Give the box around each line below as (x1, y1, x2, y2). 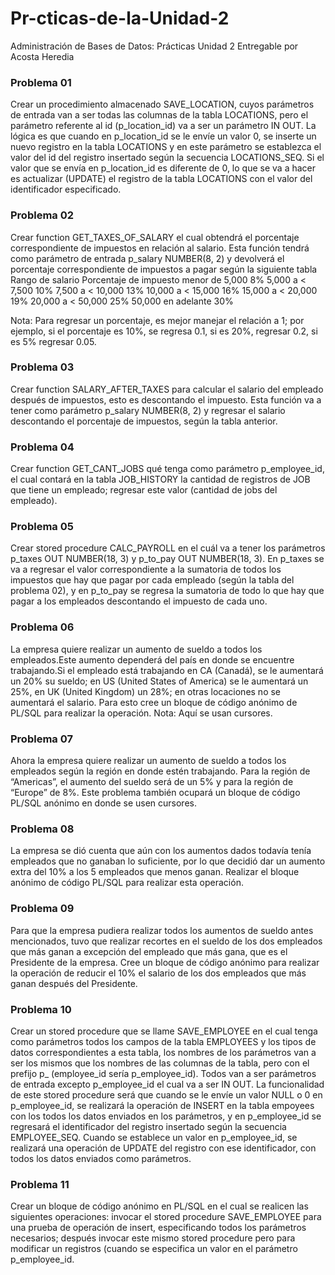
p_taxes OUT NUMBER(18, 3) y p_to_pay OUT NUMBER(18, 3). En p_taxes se (10, 553, 325, 565)
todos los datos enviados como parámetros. (10, 1152, 192, 1164)
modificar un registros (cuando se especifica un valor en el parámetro (10, 1243, 298, 1255)
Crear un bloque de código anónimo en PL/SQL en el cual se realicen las (10, 1200, 309, 1212)
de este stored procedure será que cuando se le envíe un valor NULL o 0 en (10, 1088, 323, 1101)
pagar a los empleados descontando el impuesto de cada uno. (10, 595, 268, 607)
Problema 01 (10, 75, 72, 89)
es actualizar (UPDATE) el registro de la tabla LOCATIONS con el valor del (10, 173, 313, 185)
